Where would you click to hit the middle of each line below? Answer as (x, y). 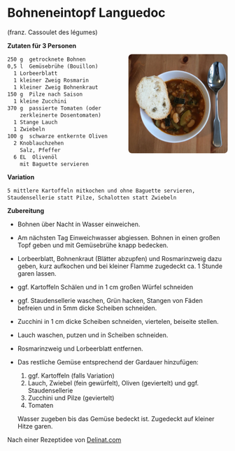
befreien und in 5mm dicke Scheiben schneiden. (87, 308)
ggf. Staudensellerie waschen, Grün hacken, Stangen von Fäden (110, 300)
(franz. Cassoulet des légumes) (52, 32)
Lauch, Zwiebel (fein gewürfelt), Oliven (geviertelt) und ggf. (113, 383)
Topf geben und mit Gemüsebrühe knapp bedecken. (93, 245)
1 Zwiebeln (29, 129)
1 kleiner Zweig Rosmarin (51, 80)
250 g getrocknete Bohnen (47, 59)
